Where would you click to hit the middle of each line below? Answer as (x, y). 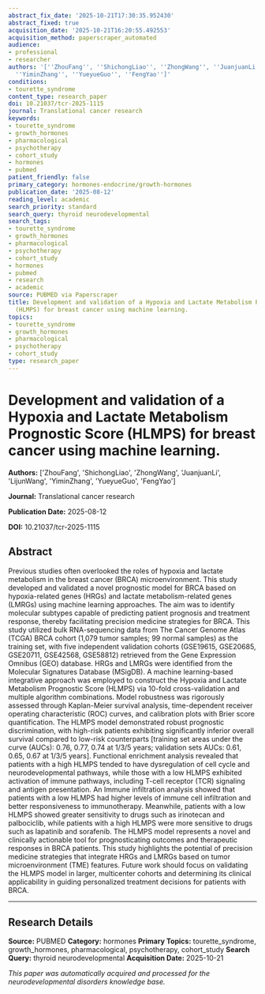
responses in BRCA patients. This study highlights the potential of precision (131, 848)
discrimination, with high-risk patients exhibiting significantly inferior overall (131, 730)
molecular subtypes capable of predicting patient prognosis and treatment (129, 613)
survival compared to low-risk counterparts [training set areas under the (125, 739)
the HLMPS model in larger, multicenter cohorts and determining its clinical (130, 873)
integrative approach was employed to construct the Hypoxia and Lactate (127, 680)
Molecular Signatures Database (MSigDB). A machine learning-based (121, 671)
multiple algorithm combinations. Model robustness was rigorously (116, 697)
